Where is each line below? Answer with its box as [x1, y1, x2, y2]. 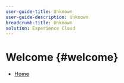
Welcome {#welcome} [5, 51, 119, 64]
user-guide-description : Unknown [5, 14, 89, 20]
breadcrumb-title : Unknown [5, 20, 73, 25]
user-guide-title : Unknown [5, 8, 73, 15]
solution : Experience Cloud [5, 25, 76, 31]
